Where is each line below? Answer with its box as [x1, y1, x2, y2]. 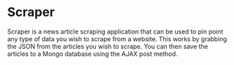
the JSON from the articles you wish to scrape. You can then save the [7, 42, 208, 50]
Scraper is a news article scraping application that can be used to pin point [7, 27, 223, 36]
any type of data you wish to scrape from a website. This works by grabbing [7, 34, 228, 43]
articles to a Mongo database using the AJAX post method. [7, 50, 178, 58]
